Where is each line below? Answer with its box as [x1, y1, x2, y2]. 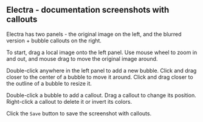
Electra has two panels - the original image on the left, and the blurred [6, 30, 182, 38]
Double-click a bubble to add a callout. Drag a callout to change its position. [6, 91, 196, 99]
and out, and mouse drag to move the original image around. [6, 55, 158, 63]
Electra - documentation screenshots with [6, 5, 170, 15]
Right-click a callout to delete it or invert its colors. [6, 98, 132, 105]
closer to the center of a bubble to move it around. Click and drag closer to [6, 73, 193, 81]
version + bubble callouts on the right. [6, 36, 102, 44]
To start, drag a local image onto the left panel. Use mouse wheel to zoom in [6, 49, 198, 56]
